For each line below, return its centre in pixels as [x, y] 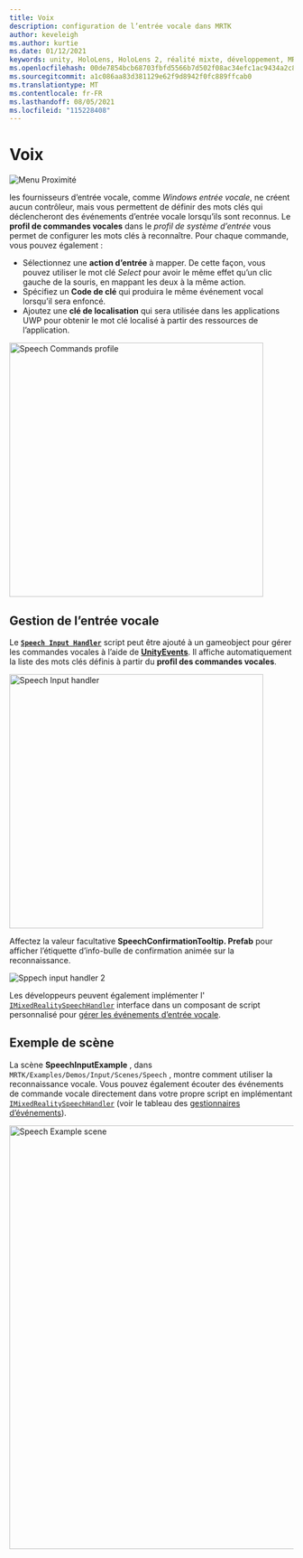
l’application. [46, 330]
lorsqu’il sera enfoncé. [64, 301]
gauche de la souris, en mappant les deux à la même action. [134, 282]
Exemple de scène [62, 1043]
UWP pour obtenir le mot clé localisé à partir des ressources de [140, 321]
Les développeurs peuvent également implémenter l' [107, 995]
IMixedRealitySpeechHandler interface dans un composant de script [135, 1005]
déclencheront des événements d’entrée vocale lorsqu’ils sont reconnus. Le [150, 217]
